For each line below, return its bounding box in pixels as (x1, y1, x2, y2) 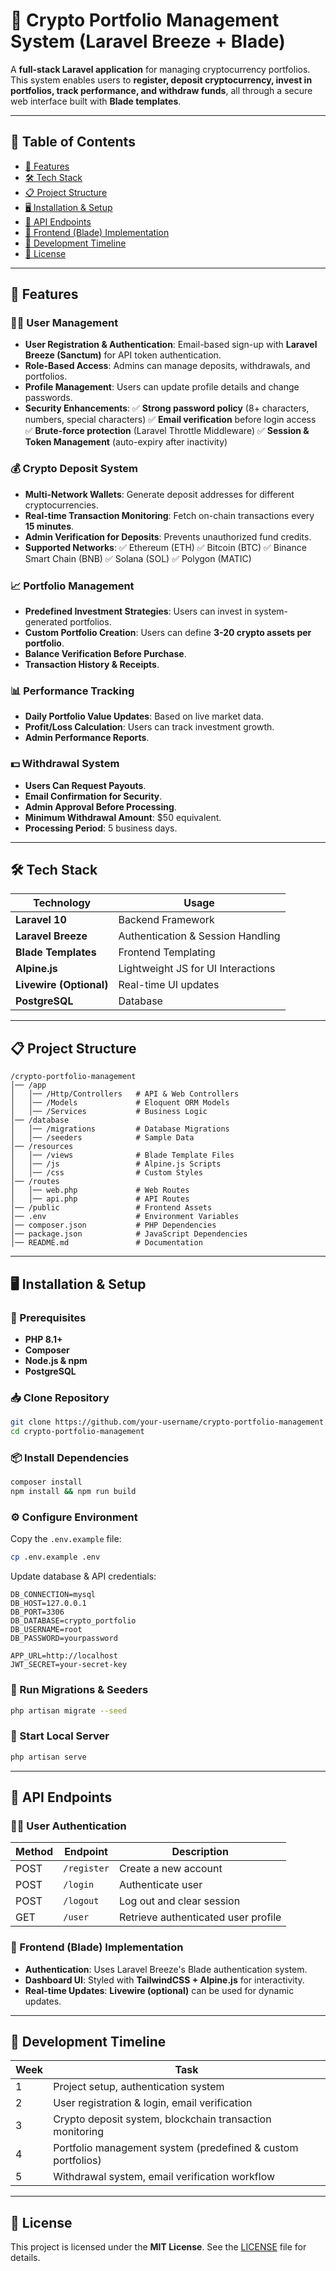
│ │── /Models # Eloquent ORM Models (10, 1098, 230, 1108)
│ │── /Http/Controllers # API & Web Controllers (10, 1089, 240, 1099)
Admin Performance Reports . (24, 732, 150, 744)
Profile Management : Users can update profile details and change (24, 381, 300, 393)
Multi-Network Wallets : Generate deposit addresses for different (24, 488, 295, 500)
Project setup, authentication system (53, 2080, 225, 2094)
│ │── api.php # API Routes (10, 1194, 190, 1204)
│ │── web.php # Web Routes (10, 1185, 190, 1196)
